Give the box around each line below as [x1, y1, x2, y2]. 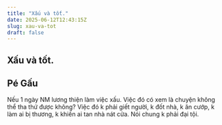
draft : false [7, 29, 44, 36]
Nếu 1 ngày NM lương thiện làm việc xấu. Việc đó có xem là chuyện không [7, 96, 215, 104]
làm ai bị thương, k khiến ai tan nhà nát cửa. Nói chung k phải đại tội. [7, 110, 199, 118]
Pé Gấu [7, 78, 38, 89]
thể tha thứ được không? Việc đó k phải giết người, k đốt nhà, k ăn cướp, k [7, 103, 215, 111]
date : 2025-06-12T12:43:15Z [7, 16, 87, 23]
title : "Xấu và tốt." [7, 10, 69, 17]
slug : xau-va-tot [7, 23, 57, 29]
